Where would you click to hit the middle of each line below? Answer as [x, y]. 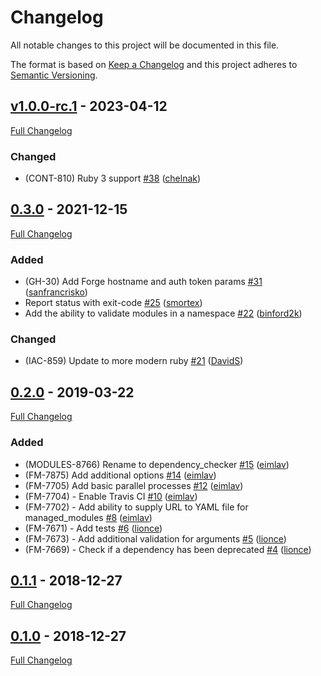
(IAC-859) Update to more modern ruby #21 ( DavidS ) [134, 361]
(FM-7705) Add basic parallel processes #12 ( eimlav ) [134, 485]
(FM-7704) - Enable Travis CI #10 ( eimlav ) [111, 496]
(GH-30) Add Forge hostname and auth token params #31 [143, 282]
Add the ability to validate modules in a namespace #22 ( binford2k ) [163, 313]
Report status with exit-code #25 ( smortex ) [113, 303]
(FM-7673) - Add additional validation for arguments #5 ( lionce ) [155, 538]
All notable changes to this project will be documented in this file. [145, 45]
